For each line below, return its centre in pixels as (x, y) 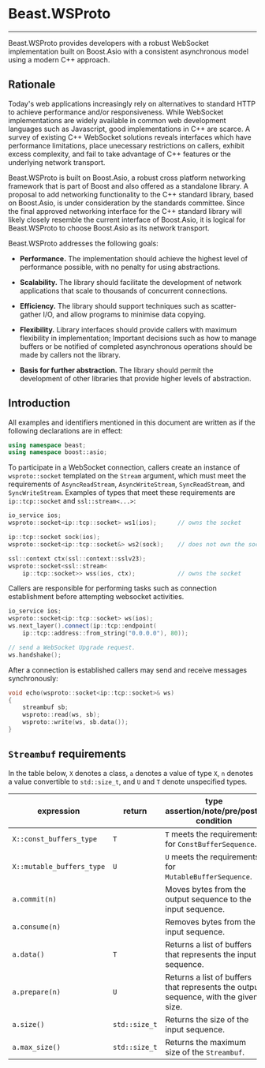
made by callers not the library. (70, 354)
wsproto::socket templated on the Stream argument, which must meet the (127, 476)
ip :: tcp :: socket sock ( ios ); (54, 538)
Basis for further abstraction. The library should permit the (116, 370)
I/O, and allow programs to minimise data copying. (125, 314)
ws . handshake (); (35, 655)
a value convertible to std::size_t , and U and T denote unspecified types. (128, 781)
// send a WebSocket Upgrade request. (72, 647)
